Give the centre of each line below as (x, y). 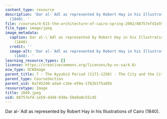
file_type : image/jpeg (29, 28)
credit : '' (21, 47)
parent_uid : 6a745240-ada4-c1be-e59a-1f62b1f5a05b (59, 83)
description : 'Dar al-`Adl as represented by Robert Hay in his (73, 14)
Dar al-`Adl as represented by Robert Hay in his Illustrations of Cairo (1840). (83, 112)
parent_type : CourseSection (34, 79)
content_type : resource (30, 10)
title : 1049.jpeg (23, 93)
